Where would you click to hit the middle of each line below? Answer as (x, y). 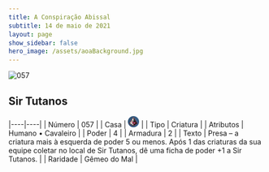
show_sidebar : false (43, 43)
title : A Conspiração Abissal (60, 17)
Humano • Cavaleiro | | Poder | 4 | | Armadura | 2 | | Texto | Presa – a (124, 133)
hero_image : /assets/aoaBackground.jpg (76, 52)
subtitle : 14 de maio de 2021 (60, 26)
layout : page (30, 34)
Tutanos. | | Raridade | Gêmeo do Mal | (73, 159)
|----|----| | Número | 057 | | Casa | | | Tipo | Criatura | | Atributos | (126, 124)
